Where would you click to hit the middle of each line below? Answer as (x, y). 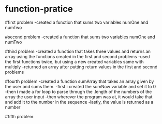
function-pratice (39, 9)
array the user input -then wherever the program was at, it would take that (79, 97)
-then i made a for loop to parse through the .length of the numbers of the (79, 92)
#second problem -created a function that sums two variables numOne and (80, 37)
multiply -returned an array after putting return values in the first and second (81, 67)
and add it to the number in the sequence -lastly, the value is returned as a (79, 102)
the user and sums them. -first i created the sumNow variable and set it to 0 (81, 86)
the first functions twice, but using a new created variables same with (74, 62)
